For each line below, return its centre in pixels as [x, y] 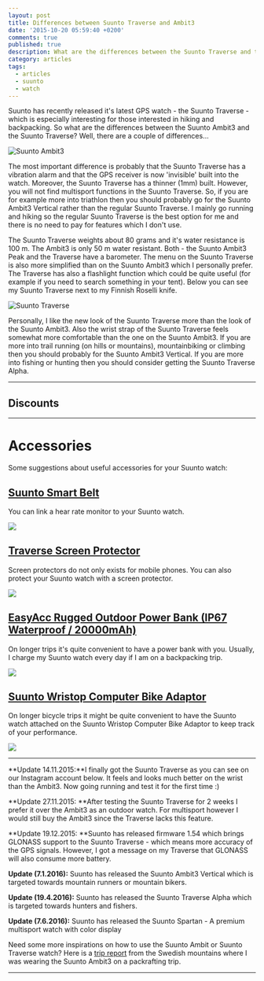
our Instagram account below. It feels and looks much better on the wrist [126, 778]
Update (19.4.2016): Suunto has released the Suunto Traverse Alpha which [130, 898]
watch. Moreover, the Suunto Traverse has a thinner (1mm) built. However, [128, 183]
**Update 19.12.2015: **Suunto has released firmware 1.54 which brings [126, 834]
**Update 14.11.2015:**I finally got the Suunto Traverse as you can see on [128, 770]
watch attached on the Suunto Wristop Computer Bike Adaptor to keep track [132, 724]
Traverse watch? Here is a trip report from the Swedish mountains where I [128, 953]
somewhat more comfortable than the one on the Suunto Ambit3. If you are [130, 337]
